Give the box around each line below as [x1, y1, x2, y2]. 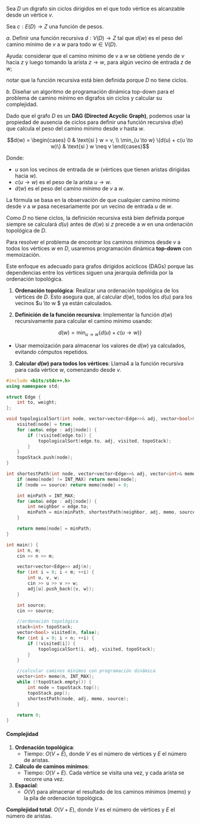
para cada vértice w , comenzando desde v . [14, 366, 122, 373]
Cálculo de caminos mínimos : [14, 763, 90, 770]
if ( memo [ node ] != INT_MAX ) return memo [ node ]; [17, 476, 137, 482]
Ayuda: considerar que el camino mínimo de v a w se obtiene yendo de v [6, 52, 185, 59]
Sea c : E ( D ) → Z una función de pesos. [6, 23, 104, 30]
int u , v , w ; [27, 575, 60, 581]
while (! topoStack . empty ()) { [17, 679, 92, 685]
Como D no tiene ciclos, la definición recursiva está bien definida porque [6, 214, 185, 221]
